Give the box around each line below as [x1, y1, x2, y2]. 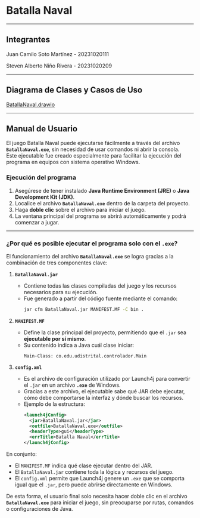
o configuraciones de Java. [6, 505, 73, 513]
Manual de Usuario [6, 124, 78, 134]
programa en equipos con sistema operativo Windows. [6, 159, 140, 166]
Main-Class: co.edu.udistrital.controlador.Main [23, 353, 147, 359]
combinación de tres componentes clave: [6, 259, 108, 266]
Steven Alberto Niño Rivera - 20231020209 [6, 62, 112, 69]
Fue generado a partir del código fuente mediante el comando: [23, 295, 178, 302]
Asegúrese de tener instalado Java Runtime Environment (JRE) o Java [14, 187, 190, 194]
